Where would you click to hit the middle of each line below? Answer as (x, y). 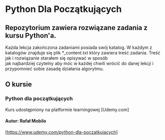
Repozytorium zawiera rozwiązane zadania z (76, 28)
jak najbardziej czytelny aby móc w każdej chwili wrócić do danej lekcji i (79, 63)
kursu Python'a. (31, 35)
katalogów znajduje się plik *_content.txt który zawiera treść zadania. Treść (83, 53)
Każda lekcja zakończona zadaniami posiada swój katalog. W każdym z (79, 47)
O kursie (18, 84)
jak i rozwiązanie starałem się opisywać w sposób (56, 58)
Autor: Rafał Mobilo (26, 121)
